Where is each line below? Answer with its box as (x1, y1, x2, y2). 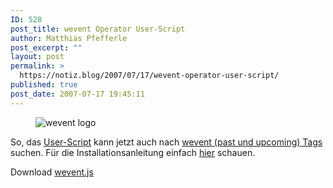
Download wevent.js (10, 166, 94, 178)
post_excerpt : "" (10, 42, 83, 53)
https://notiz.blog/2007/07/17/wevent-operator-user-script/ (19, 71, 280, 81)
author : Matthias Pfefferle (10, 33, 128, 43)
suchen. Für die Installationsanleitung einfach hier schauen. (10, 146, 256, 158)
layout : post (10, 52, 65, 62)
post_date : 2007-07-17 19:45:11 (10, 89, 145, 99)
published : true (10, 80, 78, 90)
